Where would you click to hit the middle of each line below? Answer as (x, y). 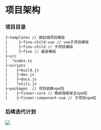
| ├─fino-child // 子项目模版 (39, 47)
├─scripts (15, 65)
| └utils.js (21, 84)
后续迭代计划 (21, 112)
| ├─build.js (22, 70)
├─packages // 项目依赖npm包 (35, 89)
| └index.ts (19, 61)
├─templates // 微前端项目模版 (35, 38)
